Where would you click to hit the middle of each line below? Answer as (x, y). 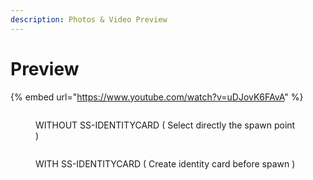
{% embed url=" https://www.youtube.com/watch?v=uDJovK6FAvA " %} (157, 97)
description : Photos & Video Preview (89, 19)
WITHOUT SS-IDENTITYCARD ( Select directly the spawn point (165, 125)
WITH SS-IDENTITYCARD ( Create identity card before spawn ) (165, 163)
